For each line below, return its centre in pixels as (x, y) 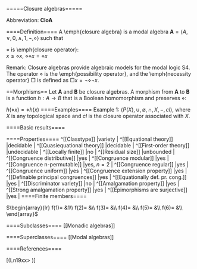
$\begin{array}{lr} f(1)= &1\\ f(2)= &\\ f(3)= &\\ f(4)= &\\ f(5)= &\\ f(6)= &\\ (94, 208)
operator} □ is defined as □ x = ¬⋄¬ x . (53, 80)
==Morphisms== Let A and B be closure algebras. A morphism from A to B (98, 92)
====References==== (34, 249)
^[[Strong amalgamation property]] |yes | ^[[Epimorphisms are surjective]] (97, 190)
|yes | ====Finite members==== (47, 196)
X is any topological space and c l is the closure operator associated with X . (98, 116)
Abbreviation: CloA (29, 20)
